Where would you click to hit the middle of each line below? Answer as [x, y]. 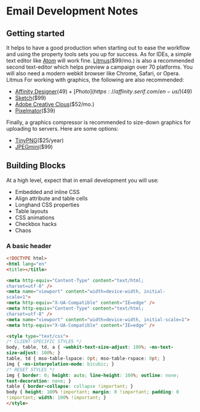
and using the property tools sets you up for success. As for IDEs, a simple [99, 54]
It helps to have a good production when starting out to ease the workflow [98, 48]
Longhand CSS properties [47, 204]
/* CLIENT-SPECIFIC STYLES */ [44, 342]
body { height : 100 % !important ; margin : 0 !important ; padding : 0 [93, 392]
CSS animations [35, 217]
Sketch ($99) [30, 98]
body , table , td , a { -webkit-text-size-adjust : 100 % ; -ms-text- [90, 348]
